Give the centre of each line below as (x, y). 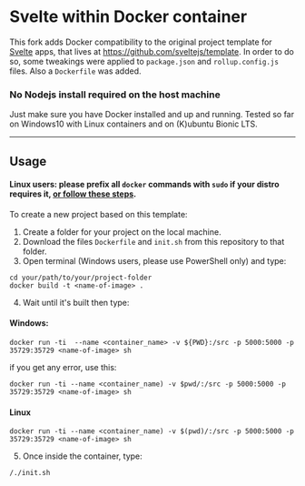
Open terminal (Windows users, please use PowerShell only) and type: (154, 260)
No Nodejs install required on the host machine (115, 95)
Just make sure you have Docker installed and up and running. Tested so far (152, 115)
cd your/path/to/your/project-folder (81, 278)
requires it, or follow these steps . (73, 194)
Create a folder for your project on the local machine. (122, 232)
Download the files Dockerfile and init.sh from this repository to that (153, 241)
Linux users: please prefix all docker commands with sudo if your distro (144, 185)
